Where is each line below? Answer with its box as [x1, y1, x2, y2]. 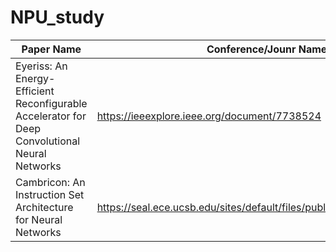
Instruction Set [15, 187, 85, 201]
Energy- [15, 71, 56, 85]
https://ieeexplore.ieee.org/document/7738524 [96, 109, 322, 123]
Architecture [15, 200, 74, 214]
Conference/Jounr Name [206, 42, 328, 56]
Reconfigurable [15, 96, 88, 110]
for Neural [15, 212, 63, 226]
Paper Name [21, 42, 82, 56]
